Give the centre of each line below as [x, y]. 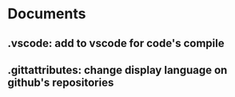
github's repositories [61, 82]
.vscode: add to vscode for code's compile [116, 43]
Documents [47, 14]
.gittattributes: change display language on [117, 70]
